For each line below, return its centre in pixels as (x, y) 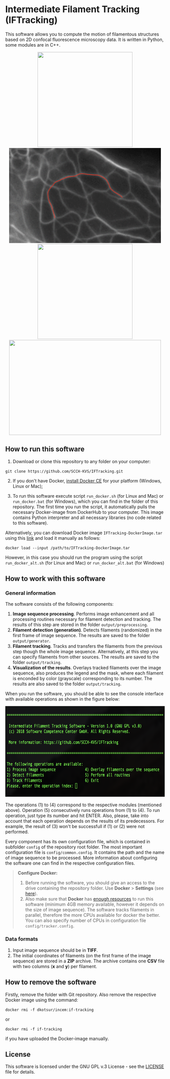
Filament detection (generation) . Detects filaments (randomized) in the (87, 630)
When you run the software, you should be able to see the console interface (84, 694)
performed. (17, 832)
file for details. (20, 1072)
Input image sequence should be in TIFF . (55, 950)
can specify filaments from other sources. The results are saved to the (86, 657)
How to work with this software (55, 579)
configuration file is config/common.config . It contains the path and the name (85, 852)
